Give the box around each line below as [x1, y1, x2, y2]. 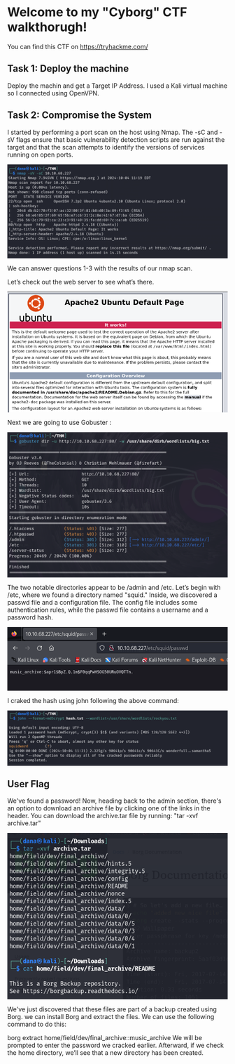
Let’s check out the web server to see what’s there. [7, 278, 155, 287]
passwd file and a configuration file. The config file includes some [7, 598, 198, 606]
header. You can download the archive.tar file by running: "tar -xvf [7, 812, 199, 820]
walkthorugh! [7, 19, 87, 35]
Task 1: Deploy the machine [7, 63, 129, 74]
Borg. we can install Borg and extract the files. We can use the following [7, 1012, 215, 1020]
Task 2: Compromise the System [7, 110, 152, 121]
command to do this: [7, 1020, 66, 1028]
